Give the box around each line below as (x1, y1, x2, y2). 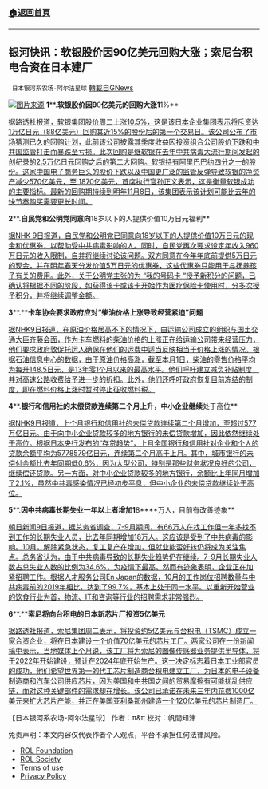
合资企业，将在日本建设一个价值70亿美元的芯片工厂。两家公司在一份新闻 (14, 636, 254, 646)
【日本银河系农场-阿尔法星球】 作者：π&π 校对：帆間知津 (8, 713, 197, 723)
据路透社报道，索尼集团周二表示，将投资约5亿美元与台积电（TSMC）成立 (8, 626, 250, 636)
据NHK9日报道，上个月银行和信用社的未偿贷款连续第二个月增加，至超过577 (8, 418, 257, 428)
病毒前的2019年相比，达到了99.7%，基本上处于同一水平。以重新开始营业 (14, 582, 255, 592)
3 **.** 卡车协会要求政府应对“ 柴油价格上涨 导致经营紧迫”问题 (8, 307, 203, 317)
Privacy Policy (19, 771, 67, 781)
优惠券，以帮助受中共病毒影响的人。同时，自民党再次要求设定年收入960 (22, 241, 259, 251)
